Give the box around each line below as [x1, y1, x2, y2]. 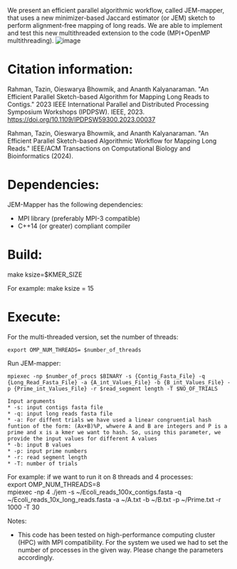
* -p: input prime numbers [7, 447, 88, 455]
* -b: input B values [7, 441, 72, 448]
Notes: [7, 516, 27, 525]
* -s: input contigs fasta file [7, 404, 103, 411]
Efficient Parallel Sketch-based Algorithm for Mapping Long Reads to [7, 92, 210, 101]
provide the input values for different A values [7, 435, 158, 442]
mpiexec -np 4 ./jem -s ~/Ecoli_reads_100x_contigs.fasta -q [7, 488, 181, 496]
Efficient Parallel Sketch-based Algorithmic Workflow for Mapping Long [7, 136, 217, 145]
